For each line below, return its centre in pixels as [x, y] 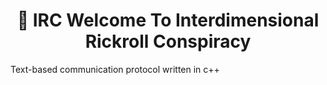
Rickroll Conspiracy [168, 41]
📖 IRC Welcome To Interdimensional [168, 20]
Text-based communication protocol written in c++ [115, 69]
